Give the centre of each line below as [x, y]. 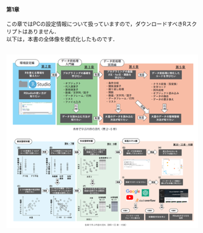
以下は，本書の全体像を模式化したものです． [62, 39]
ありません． [43, 32]
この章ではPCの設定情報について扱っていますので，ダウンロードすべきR [96, 24]
